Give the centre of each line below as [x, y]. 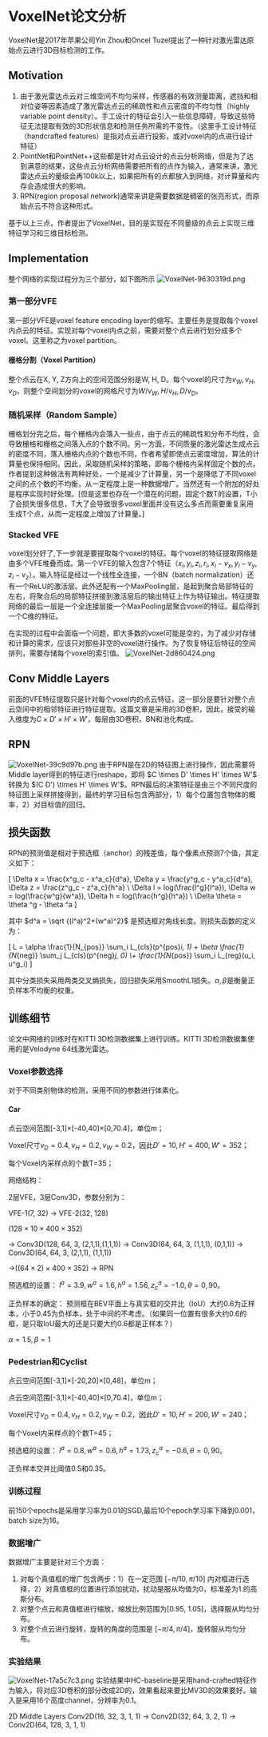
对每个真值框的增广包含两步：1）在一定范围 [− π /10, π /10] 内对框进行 [131, 1579]
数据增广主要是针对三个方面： [57, 1562]
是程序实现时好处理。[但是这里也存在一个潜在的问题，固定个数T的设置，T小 [133, 493]
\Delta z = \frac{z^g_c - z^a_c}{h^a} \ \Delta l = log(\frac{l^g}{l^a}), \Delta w [132, 887]
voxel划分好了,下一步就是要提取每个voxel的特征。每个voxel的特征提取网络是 [133, 553]
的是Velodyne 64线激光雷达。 [64, 1049]
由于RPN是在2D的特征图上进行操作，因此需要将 [177, 765]
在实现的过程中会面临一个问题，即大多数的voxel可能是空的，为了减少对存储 [132, 633]
